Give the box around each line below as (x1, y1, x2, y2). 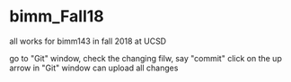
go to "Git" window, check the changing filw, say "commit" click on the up (9, 53, 283, 63)
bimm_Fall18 (9, 6, 105, 27)
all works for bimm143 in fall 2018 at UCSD (9, 36, 167, 46)
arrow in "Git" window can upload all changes (9, 62, 179, 73)
